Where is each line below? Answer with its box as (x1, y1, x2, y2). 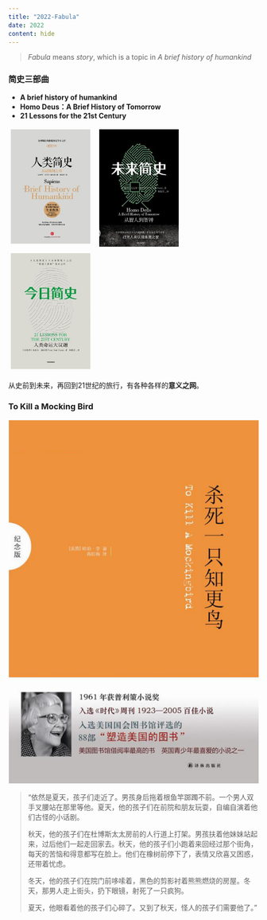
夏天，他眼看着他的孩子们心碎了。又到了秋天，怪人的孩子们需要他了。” (27, 903, 257, 913)
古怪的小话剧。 (34, 813, 84, 822)
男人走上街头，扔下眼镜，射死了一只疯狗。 (48, 886, 188, 895)
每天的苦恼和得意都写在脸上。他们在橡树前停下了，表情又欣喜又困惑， (27, 849, 258, 859)
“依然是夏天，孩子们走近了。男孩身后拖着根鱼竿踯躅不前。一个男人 (27, 793, 247, 802)
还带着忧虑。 (27, 860, 70, 869)
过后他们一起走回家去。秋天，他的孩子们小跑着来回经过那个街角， (41, 840, 258, 849)
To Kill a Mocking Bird (8, 401, 94, 412)
